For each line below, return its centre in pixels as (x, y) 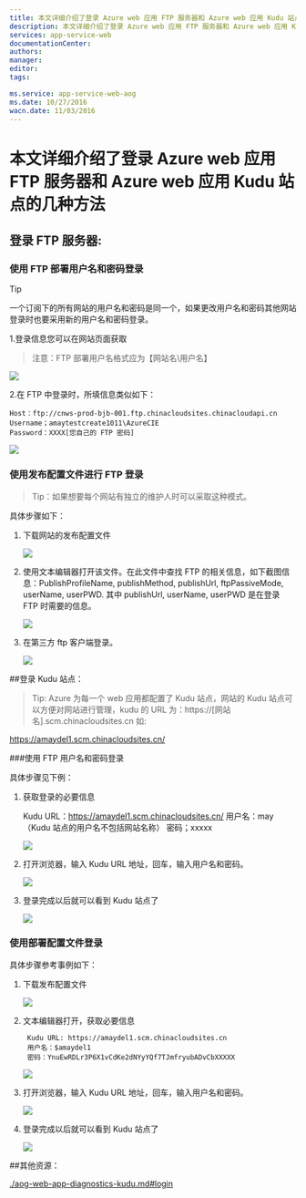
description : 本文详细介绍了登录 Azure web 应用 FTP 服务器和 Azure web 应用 (149, 26)
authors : (26, 52)
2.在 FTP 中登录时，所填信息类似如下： (83, 395)
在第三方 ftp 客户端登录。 (70, 642)
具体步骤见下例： (41, 777)
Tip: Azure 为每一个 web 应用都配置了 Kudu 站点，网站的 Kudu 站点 (158, 697)
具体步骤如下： (37, 515)
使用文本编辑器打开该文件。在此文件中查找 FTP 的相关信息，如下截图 (152, 572)
